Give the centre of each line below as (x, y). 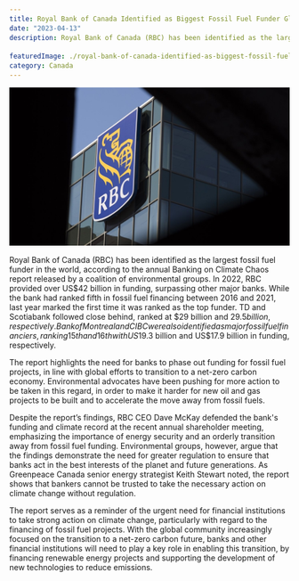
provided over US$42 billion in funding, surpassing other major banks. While (149, 289)
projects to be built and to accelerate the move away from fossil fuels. (137, 400)
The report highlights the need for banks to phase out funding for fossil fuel (148, 363)
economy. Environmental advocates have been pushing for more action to (145, 381)
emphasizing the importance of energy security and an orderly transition (142, 437)
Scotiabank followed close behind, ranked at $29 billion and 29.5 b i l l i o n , (140, 317)
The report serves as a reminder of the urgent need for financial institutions (148, 511)
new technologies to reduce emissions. (81, 568)
